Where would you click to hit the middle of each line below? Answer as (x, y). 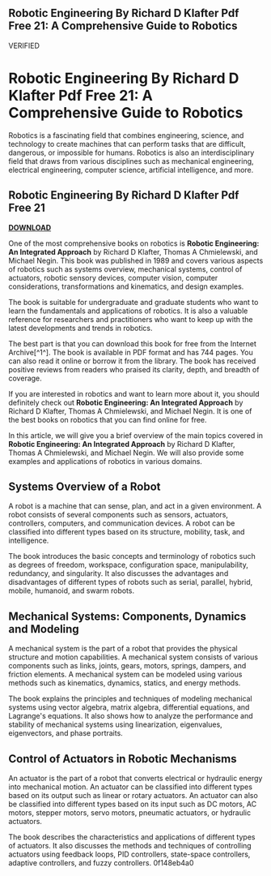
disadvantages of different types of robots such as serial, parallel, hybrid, (131, 582)
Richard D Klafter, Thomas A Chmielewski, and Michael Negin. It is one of (130, 411)
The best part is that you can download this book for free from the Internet (133, 343)
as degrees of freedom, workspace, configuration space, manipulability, (128, 565)
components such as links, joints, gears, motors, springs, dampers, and (127, 666)
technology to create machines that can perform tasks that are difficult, (127, 144)
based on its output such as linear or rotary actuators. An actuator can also (133, 795)
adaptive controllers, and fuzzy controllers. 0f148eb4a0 (101, 863)
